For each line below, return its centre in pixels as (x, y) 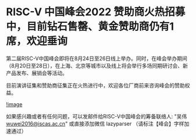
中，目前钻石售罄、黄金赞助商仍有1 (90, 27)
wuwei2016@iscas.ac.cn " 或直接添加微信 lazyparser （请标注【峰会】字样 (95, 124)
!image (14, 104)
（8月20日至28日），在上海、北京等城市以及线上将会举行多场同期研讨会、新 (97, 65)
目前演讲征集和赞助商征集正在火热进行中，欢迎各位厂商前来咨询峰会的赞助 (95, 85)
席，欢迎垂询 (37, 41)
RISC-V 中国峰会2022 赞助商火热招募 (96, 12)
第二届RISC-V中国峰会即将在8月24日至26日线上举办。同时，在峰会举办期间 (97, 58)
